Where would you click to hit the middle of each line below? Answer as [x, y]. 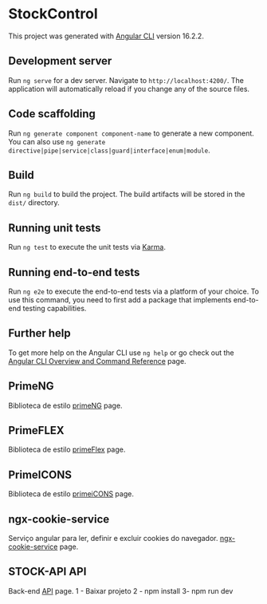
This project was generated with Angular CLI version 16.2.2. [106, 36]
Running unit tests [55, 228]
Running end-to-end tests [74, 272]
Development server [60, 61]
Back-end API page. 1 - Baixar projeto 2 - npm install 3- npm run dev [121, 590]
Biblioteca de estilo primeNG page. [65, 405]
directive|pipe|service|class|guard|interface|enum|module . [109, 150]
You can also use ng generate [57, 141]
